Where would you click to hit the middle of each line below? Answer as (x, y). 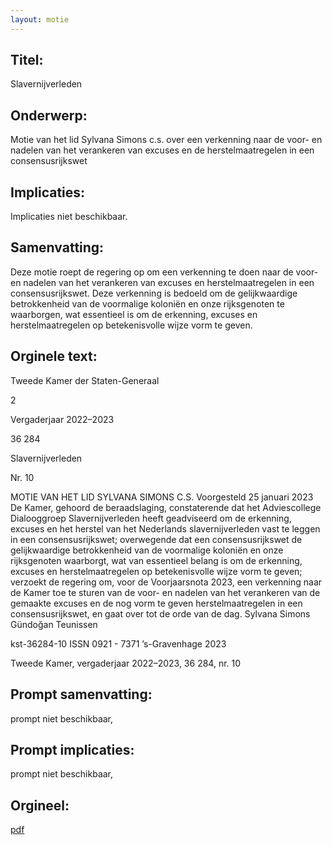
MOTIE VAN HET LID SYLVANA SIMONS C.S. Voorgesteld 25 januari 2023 (162, 497)
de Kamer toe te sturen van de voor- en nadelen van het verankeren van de (165, 592)
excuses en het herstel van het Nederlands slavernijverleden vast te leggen (165, 528)
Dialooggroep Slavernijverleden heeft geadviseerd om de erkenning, (151, 518)
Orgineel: (40, 805)
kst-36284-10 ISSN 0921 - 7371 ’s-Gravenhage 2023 (118, 643)
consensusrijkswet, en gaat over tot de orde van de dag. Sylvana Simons (160, 613)
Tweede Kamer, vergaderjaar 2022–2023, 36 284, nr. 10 (126, 663)
